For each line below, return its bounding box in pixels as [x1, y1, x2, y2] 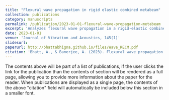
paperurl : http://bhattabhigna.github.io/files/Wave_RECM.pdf [5, 45, 138, 50]
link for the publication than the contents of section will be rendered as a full [5, 68, 163, 74]
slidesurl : [5, 40, 28, 45]
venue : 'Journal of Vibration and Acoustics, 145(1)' [5, 36, 121, 41]
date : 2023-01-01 [5, 31, 42, 36]
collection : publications [5, 12, 59, 17]
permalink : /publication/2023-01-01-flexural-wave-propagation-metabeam [5, 21, 161, 27]
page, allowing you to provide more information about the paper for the [5, 74, 152, 80]
